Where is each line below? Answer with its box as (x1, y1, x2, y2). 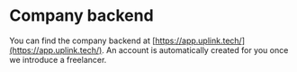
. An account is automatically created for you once (102, 44, 289, 55)
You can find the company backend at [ (9, 35, 156, 46)
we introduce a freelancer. (9, 54, 107, 65)
